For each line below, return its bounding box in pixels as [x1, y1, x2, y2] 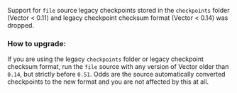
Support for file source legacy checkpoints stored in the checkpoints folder [7, 6, 230, 14]
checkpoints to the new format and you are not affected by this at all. [7, 77, 209, 86]
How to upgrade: [7, 38, 66, 48]
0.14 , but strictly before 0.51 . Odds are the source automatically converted [7, 70, 226, 79]
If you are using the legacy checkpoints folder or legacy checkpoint [7, 55, 204, 63]
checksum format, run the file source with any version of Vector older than [7, 62, 229, 71]
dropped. [7, 21, 34, 29]
